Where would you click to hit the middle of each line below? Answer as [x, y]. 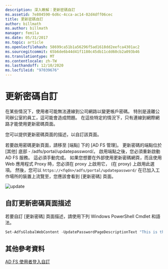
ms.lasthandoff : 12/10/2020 [34, 65]
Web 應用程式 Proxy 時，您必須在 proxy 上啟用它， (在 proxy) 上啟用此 [78, 163]
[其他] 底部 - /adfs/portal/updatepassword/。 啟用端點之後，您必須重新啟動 [83, 151]
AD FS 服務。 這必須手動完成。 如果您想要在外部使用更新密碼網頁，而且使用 [83, 157]
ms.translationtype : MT [30, 56]
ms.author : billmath [27, 28]
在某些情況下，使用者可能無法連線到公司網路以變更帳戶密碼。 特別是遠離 [80, 111]
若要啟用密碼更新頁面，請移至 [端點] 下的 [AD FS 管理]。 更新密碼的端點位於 [84, 145]
